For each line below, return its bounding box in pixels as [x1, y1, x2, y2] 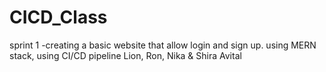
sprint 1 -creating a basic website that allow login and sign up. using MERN [9, 39, 317, 51]
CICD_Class [9, 6, 108, 29]
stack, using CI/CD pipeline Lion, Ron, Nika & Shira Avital [9, 49, 242, 61]
